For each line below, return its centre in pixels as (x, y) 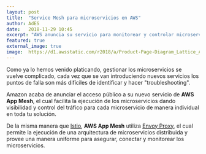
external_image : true (34, 47)
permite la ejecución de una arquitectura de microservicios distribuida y (97, 132)
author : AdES (23, 23)
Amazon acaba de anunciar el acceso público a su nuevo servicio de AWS (100, 94)
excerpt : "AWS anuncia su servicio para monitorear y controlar (90, 35)
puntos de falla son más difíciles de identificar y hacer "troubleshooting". (98, 82)
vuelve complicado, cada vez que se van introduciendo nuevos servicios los (103, 76)
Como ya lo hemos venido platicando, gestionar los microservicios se (94, 69)
